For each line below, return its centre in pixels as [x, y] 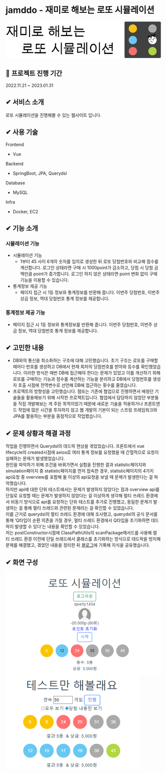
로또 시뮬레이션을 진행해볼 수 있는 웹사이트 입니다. [54, 115]
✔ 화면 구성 [22, 562]
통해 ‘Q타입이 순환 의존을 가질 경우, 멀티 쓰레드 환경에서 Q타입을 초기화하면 [78, 521]
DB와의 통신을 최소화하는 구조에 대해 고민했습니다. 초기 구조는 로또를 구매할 [85, 361]
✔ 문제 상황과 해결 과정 [38, 433]
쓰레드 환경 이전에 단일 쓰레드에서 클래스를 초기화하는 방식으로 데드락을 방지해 [86, 539]
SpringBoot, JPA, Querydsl [40, 173]
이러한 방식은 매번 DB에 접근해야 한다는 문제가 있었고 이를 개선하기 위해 [92, 373]
